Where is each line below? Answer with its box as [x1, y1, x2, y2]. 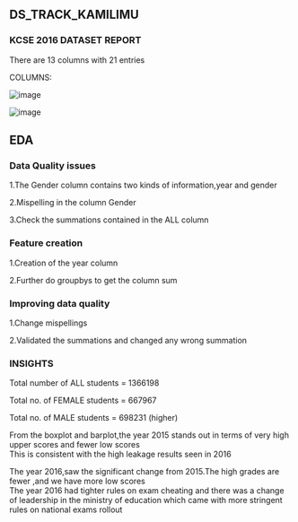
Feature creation [9, 237, 83, 249]
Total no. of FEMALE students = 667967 [9, 395, 157, 406]
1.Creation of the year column [9, 257, 118, 268]
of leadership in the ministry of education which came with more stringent [9, 495, 283, 506]
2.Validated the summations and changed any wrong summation [9, 335, 248, 345]
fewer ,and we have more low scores [9, 475, 145, 487]
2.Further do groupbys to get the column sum [9, 274, 178, 285]
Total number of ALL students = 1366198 [9, 378, 160, 388]
